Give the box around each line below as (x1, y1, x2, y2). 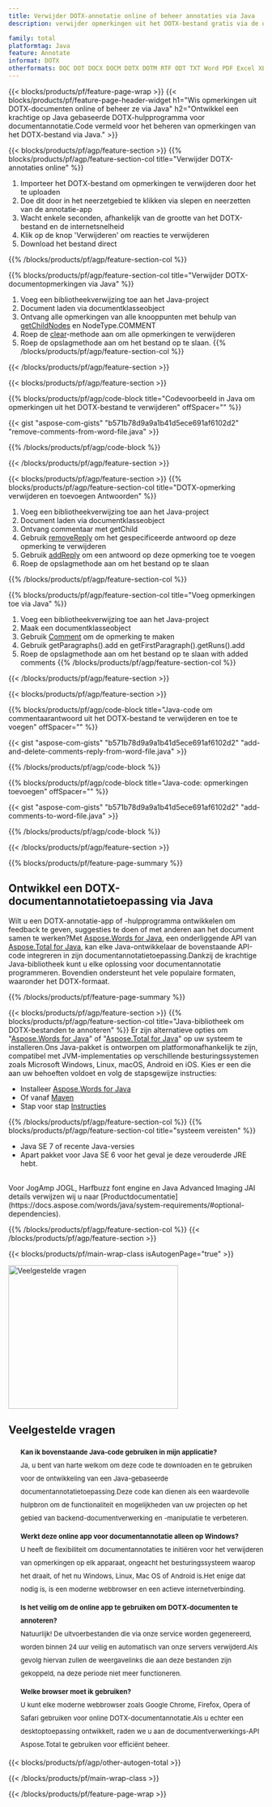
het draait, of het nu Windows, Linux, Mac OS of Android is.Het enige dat (19, 1571, 246, 1580)
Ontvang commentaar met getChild (19, 524, 138, 534)
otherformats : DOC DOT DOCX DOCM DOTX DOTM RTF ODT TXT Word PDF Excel (8, 64, 255, 73)
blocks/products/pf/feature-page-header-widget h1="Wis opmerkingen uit (8, 95, 257, 105)
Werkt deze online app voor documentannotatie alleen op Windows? (19, 1532, 239, 1541)
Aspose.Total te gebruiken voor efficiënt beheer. (19, 1740, 170, 1749)
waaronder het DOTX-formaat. (8, 976, 110, 986)
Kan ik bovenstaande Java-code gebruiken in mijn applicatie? (19, 1447, 218, 1456)
